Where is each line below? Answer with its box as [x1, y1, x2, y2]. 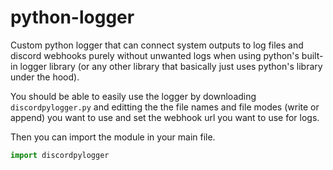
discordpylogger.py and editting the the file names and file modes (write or [10, 101, 320, 113]
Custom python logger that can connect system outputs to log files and [10, 39, 304, 51]
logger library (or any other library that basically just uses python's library [19, 60, 323, 72]
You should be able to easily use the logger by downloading [10, 90, 257, 102]
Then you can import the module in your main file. [10, 131, 216, 143]
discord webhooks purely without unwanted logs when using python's [10, 49, 300, 61]
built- [301, 49, 324, 61]
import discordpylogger [10, 150, 110, 160]
